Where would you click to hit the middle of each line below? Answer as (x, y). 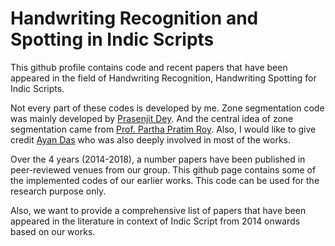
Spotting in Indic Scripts (112, 39)
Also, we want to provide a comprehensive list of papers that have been (158, 210)
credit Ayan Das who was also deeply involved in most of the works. (150, 139)
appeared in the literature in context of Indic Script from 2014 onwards (155, 221)
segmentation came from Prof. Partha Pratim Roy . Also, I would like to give (163, 129)
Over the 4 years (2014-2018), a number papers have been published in (158, 159)
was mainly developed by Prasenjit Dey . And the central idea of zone (152, 118)
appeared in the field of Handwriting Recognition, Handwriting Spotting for (163, 78)
